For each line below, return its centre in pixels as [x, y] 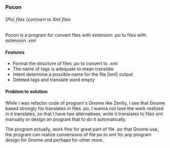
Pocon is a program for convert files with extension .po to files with [76, 35]
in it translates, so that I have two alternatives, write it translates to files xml [84, 114]
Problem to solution [27, 91]
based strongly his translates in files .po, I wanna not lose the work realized [84, 108]
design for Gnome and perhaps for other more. [54, 140]
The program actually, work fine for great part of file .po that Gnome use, [82, 129]
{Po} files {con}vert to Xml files [38, 19]
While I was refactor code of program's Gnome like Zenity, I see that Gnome [85, 103]
